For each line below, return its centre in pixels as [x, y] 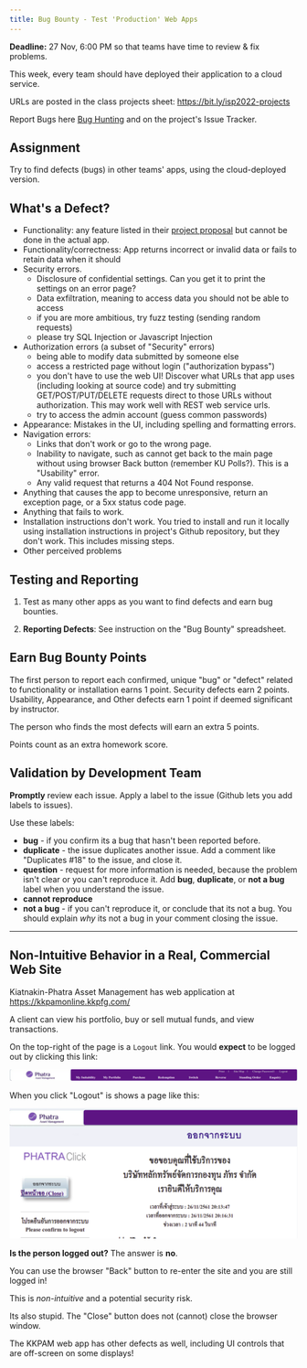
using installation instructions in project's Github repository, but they [151, 531]
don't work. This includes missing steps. [99, 541]
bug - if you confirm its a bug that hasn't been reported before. [142, 840]
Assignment [45, 148]
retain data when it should [72, 260]
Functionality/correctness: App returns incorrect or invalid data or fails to [159, 250]
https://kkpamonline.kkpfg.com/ [70, 1001]
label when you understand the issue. [93, 889]
